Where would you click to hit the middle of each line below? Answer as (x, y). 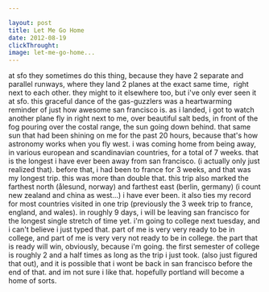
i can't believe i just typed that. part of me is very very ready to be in (122, 229)
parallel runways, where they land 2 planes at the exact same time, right (129, 84)
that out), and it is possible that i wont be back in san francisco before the (130, 264)
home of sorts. (33, 281)
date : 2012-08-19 (37, 38)
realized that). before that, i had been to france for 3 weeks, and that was (130, 170)
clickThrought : (34, 45)
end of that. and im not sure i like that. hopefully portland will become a (126, 272)
